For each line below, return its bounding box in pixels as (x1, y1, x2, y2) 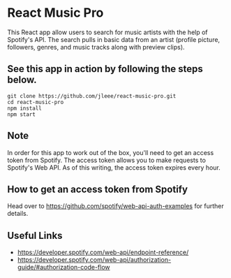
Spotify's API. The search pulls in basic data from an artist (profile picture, (7, 35, 221, 43)
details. (7, 210, 29, 218)
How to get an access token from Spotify (7, 183, 188, 195)
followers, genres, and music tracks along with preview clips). (7, 43, 185, 51)
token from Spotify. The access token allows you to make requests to (7, 156, 206, 164)
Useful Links (7, 229, 63, 242)
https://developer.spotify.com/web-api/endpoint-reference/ (17, 248, 189, 256)
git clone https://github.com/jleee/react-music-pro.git (7, 92, 177, 99)
